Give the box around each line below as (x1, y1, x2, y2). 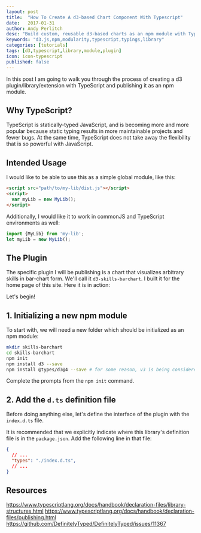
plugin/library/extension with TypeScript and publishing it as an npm (6, 81, 174, 89)
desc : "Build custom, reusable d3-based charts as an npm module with (6, 31, 186, 37)
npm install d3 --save (6, 361, 63, 367)
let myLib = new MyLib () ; (6, 236, 71, 243)
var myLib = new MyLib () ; (11, 196, 77, 202)
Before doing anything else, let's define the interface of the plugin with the (6, 411, 190, 418)
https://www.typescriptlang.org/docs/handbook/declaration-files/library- (6, 501, 186, 508)
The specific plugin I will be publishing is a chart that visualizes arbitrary (6, 269, 184, 276)
